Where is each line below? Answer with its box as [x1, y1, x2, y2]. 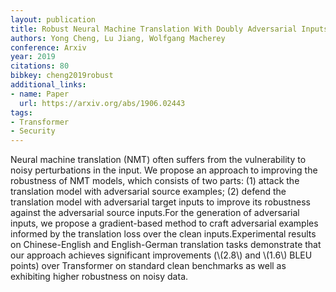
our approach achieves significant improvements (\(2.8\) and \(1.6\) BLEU [10, 249, 313, 261]
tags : [10, 107, 33, 118]
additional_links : [10, 80, 87, 90]
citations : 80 [10, 61, 70, 71]
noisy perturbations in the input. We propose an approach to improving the [10, 164, 318, 176]
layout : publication [10, 14, 97, 25]
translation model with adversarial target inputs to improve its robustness [10, 196, 311, 208]
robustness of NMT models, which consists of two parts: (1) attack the [10, 175, 300, 187]
